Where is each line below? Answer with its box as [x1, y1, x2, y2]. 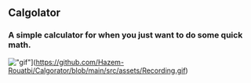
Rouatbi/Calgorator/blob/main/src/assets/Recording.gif [8, 66, 186, 75]
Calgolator [8, 6, 61, 20]
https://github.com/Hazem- [35, 57, 124, 67]
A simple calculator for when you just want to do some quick [8, 30, 243, 41]
